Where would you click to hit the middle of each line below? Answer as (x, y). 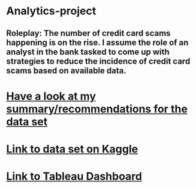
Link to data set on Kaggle (72, 149)
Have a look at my (51, 96)
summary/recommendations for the (97, 109)
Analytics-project (51, 11)
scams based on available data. (67, 70)
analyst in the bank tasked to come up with (88, 52)
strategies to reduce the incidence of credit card (98, 61)
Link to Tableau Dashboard (74, 176)
